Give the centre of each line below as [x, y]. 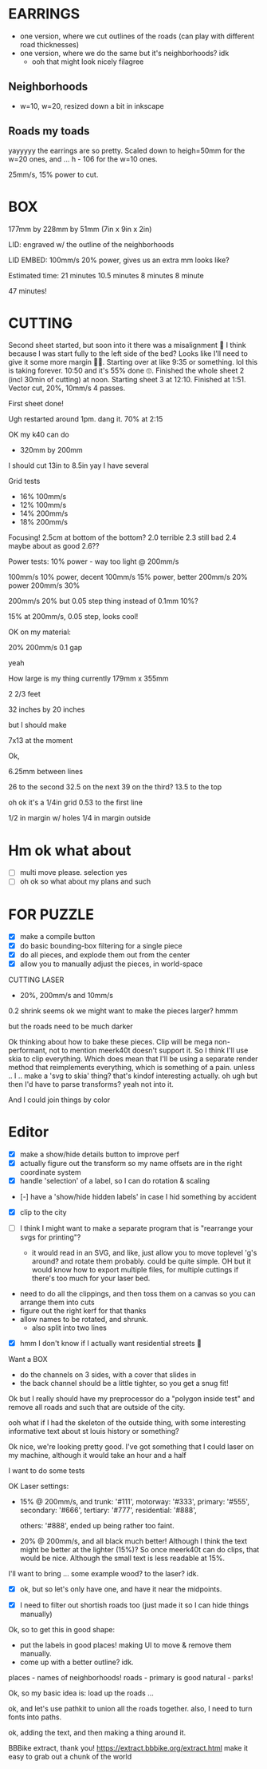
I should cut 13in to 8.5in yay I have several [79, 465]
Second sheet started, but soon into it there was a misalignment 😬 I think [127, 345]
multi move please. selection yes [73, 873]
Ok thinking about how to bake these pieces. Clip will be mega [110, 1041]
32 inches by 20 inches [47, 709]
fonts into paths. [35, 1717]
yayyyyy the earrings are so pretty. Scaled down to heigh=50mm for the [127, 150]
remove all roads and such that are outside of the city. [97, 1407]
